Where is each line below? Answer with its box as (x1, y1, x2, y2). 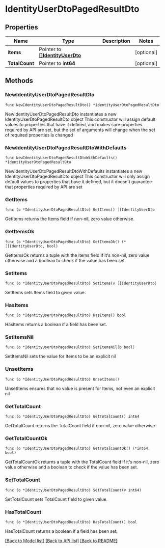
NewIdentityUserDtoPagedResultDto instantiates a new (5, 111, 117, 117)
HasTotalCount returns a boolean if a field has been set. (5, 528, 118, 534)
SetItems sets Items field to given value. (5, 289, 86, 295)
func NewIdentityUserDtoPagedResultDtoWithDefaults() (5, 155, 118, 160)
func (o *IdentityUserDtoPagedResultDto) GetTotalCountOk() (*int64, (5, 446, 151, 451)
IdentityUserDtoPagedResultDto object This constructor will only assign (5, 173, 150, 179)
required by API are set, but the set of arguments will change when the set (5, 127, 156, 133)
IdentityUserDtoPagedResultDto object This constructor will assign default (5, 116, 156, 122)
